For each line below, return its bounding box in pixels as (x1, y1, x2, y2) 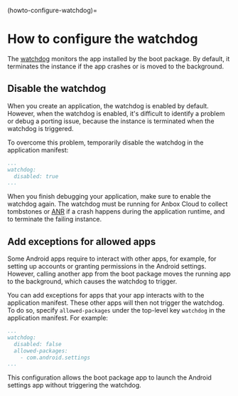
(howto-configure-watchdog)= (7, 6, 97, 14)
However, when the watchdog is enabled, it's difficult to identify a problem (7, 109, 225, 118)
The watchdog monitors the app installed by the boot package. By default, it (7, 54, 230, 63)
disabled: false (13, 340, 62, 348)
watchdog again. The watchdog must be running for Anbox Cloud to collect (7, 199, 228, 209)
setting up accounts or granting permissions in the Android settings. (7, 262, 207, 271)
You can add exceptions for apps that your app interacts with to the (7, 291, 205, 300)
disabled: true (13, 172, 59, 180)
